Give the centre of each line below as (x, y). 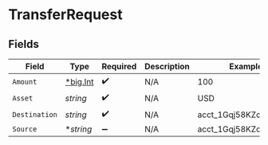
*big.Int (79, 81)
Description (167, 67)
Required (119, 67)
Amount (25, 82)
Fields (24, 44)
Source (25, 129)
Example (246, 67)
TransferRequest (65, 15)
